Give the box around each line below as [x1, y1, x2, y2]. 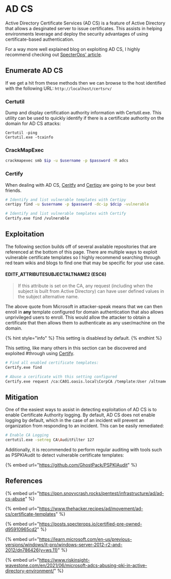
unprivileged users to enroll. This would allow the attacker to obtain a [5, 314, 150, 320]
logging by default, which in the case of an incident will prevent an [5, 417, 145, 423]
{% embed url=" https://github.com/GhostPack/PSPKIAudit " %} [5, 462, 137, 468]
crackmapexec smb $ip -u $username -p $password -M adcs [5, 158, 129, 163]
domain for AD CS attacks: [5, 120, 61, 127]
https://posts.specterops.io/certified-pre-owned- [39, 521, 142, 527]
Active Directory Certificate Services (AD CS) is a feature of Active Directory [5, 20, 165, 26]
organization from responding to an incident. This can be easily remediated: [5, 423, 164, 429]
